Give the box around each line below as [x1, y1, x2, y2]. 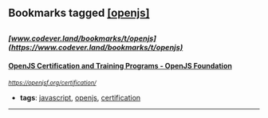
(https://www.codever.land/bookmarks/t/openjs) [8, 42, 183, 53]
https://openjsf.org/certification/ [8, 79, 97, 87]
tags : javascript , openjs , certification [19, 92, 141, 102]
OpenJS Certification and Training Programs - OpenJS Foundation [8, 61, 233, 71]
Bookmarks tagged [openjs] [8, 6, 150, 20]
